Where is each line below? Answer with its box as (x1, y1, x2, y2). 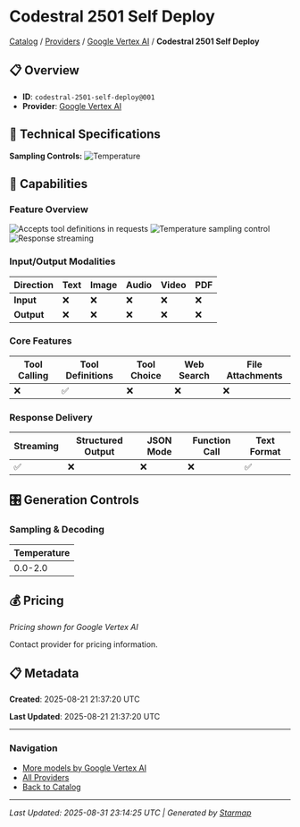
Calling (17, 369, 49, 381)
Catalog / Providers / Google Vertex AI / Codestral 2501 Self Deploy (9, 36, 260, 47)
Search (178, 369, 210, 381)
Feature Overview (9, 203, 89, 216)
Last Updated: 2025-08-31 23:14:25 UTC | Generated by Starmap (9, 807, 252, 818)
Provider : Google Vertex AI (21, 100, 122, 111)
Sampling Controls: (9, 150, 83, 161)
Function (192, 434, 231, 447)
